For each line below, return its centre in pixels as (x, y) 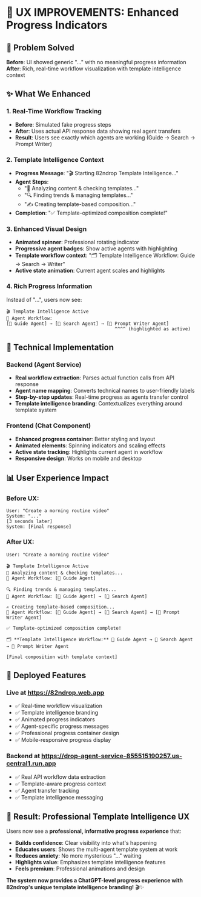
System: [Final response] (39, 527)
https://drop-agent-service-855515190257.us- (112, 756)
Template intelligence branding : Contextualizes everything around (99, 404)
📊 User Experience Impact (58, 478)
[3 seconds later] (29, 522)
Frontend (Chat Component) (49, 425)
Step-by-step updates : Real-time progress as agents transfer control (102, 397)
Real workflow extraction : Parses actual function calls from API (94, 378)
